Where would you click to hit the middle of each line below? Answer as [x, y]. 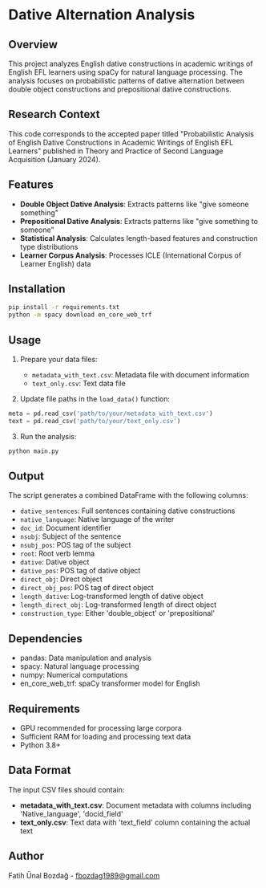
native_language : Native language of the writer [97, 519]
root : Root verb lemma [57, 554]
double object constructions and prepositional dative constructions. [120, 89]
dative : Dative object [54, 562]
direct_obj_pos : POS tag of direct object [87, 588]
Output [26, 477]
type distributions [49, 246]
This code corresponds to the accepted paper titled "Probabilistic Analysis [131, 133]
